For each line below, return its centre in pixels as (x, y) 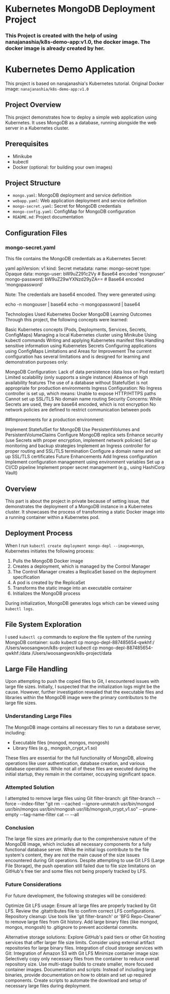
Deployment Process (39, 533)
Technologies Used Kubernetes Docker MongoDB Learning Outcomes (78, 314)
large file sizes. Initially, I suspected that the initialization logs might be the (83, 687)
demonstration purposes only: (37, 362)
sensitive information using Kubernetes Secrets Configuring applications (81, 346)
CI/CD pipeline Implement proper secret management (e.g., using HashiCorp (85, 467)
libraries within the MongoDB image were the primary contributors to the (81, 698)
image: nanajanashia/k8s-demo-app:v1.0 (47, 89)
